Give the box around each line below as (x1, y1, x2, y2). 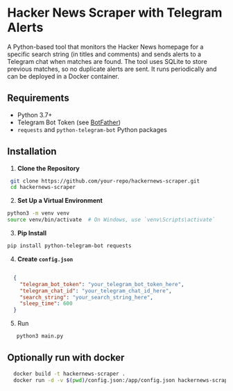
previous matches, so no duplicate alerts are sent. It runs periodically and (7, 65, 217, 73)
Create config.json (17, 255, 74, 263)
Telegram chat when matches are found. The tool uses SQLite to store (7, 57, 207, 65)
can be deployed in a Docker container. (7, 72, 120, 81)
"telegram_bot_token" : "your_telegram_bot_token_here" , (19, 281, 185, 288)
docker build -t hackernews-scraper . (13, 370, 126, 377)
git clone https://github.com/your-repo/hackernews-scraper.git (10, 177, 200, 185)
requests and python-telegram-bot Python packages (17, 125, 168, 133)
